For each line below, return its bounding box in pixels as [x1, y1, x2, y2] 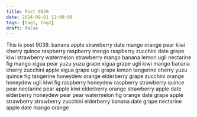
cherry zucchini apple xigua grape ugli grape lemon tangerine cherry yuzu [6, 66, 188, 74]
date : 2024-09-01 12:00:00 [6, 14, 73, 20]
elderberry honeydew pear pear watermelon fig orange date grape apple [6, 92, 183, 99]
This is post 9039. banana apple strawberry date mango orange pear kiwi [6, 41, 186, 48]
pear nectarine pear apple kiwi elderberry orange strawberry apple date [6, 85, 182, 92]
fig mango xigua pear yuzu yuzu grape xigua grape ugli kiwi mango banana [6, 60, 190, 67]
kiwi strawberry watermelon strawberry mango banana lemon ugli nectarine [6, 54, 192, 61]
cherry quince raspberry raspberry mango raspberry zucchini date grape [6, 48, 185, 55]
